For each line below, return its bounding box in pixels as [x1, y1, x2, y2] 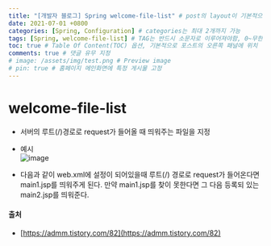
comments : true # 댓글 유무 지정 [8, 49, 110, 57]
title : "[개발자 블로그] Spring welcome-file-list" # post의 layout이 [8, 11, 237, 20]
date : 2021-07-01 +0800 [8, 19, 89, 27]
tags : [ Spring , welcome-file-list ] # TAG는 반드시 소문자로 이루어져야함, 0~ [8, 34, 252, 43]
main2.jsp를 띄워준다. [19, 190, 90, 199]
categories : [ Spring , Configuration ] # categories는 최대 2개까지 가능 [8, 27, 240, 35]
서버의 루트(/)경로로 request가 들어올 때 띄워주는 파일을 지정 [19, 127, 211, 136]
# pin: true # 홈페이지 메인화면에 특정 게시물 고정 [8, 65, 162, 73]
